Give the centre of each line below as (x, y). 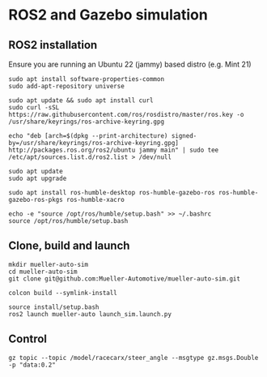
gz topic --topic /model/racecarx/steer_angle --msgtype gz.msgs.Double (133, 358)
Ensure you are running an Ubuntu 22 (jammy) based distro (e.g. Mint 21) (130, 64)
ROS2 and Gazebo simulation (108, 15)
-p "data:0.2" (32, 365)
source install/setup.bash (54, 307)
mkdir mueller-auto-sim (49, 264)
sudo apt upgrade (38, 178)
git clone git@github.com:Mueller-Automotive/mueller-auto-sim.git (125, 278)
